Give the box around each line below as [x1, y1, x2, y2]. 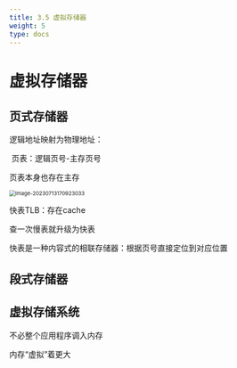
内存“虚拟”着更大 [9, 348, 71, 359]
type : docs [9, 29, 50, 38]
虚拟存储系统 [9, 305, 80, 320]
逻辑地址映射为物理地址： [9, 135, 103, 145]
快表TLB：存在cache [9, 205, 86, 216]
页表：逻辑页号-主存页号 [11, 153, 102, 164]
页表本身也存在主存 [9, 172, 80, 183]
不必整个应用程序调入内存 [9, 330, 103, 340]
